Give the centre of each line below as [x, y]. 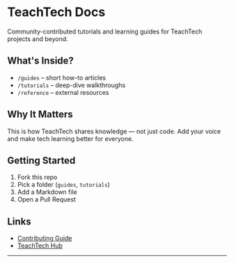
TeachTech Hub [40, 246]
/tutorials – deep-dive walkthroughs [71, 85]
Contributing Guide [45, 239]
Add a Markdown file [47, 192]
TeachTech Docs [56, 12]
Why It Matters [40, 115]
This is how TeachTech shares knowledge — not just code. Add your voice [114, 131]
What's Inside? [41, 61]
